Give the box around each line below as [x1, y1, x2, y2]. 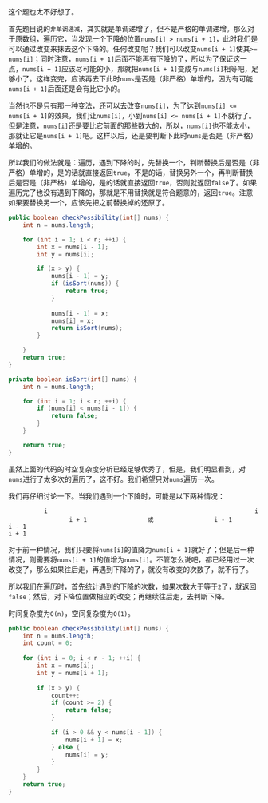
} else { [50, 743, 81, 751]
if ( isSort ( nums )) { [50, 280, 120, 288]
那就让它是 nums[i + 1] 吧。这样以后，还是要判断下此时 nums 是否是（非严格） [8, 131, 258, 140]
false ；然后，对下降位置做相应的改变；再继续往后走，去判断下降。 [8, 591, 229, 601]
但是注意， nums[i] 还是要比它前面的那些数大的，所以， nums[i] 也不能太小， [8, 121, 254, 130]
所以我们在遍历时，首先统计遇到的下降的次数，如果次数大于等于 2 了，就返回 [8, 582, 257, 591]
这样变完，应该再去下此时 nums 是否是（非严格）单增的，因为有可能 [35, 74, 254, 83]
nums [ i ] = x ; [50, 316, 94, 325]
